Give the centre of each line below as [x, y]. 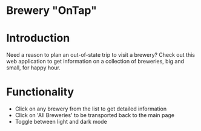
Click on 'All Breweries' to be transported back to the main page [94, 115]
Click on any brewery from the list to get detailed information [91, 109]
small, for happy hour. [33, 68]
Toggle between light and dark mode [61, 122]
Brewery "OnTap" [51, 11]
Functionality [40, 92]
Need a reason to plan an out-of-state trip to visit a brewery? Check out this [101, 55]
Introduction [38, 38]
